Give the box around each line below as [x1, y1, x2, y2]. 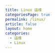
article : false [5, 21, 37, 27]
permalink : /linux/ [5, 17, 46, 22]
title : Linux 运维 [5, 7, 42, 13]
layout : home [5, 26, 32, 31]
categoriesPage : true [5, 12, 50, 17]
